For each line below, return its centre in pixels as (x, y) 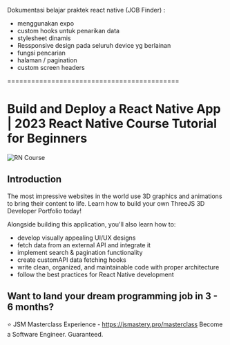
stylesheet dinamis (44, 38)
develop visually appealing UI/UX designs (76, 238)
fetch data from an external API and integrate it (84, 245)
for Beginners (47, 139)
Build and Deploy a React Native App (114, 109)
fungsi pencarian (41, 53)
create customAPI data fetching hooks (71, 260)
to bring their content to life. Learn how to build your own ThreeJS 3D (106, 203)
